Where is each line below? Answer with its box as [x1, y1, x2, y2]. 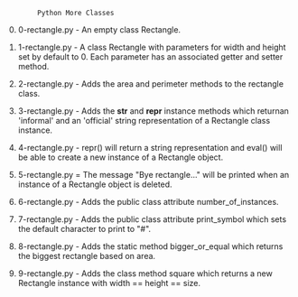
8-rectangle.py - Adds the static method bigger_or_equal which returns [17, 241, 284, 252]
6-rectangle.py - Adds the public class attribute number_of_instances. [17, 197, 279, 207]
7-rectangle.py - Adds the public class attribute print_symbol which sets [17, 214, 287, 225]
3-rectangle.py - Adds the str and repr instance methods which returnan [17, 106, 289, 116]
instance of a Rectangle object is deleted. [17, 179, 173, 190]
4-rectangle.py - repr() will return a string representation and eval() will [17, 143, 283, 153]
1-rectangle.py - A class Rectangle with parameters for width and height [17, 42, 286, 52]
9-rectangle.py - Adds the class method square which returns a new [17, 268, 273, 279]
